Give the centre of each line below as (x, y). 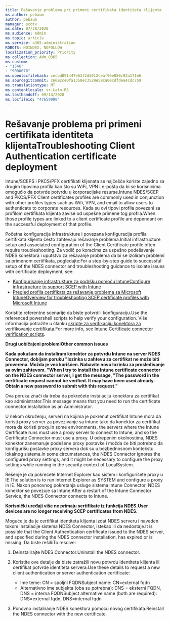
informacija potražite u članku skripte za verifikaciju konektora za (73, 324)
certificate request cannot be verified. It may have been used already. (80, 381)
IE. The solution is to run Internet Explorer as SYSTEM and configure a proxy (84, 480)
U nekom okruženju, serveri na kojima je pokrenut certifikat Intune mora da (83, 416)
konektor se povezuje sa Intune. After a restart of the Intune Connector (78, 491)
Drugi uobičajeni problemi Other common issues (57, 344)
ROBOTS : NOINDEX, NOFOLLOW (34, 48)
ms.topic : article (25, 38)
